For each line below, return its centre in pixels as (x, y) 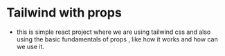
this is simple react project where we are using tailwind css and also (114, 32)
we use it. (30, 46)
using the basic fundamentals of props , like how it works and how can (117, 39)
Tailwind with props (64, 13)
